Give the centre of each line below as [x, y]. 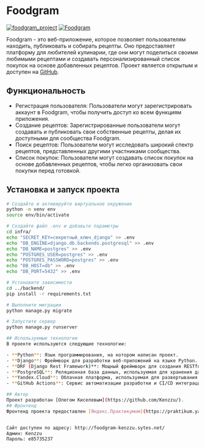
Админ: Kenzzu [24, 433]
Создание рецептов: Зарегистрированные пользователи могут [98, 125]
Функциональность [46, 91]
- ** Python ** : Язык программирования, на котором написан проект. [92, 355]
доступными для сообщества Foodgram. [68, 138]
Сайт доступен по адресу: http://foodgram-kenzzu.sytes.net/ [86, 428]
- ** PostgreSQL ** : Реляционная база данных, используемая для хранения [99, 372]
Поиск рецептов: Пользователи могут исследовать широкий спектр [104, 145]
